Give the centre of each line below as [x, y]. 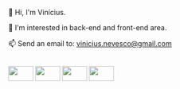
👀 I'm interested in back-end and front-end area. [88, 27]
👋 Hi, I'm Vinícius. [37, 12]
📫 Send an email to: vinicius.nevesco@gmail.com [90, 43]
